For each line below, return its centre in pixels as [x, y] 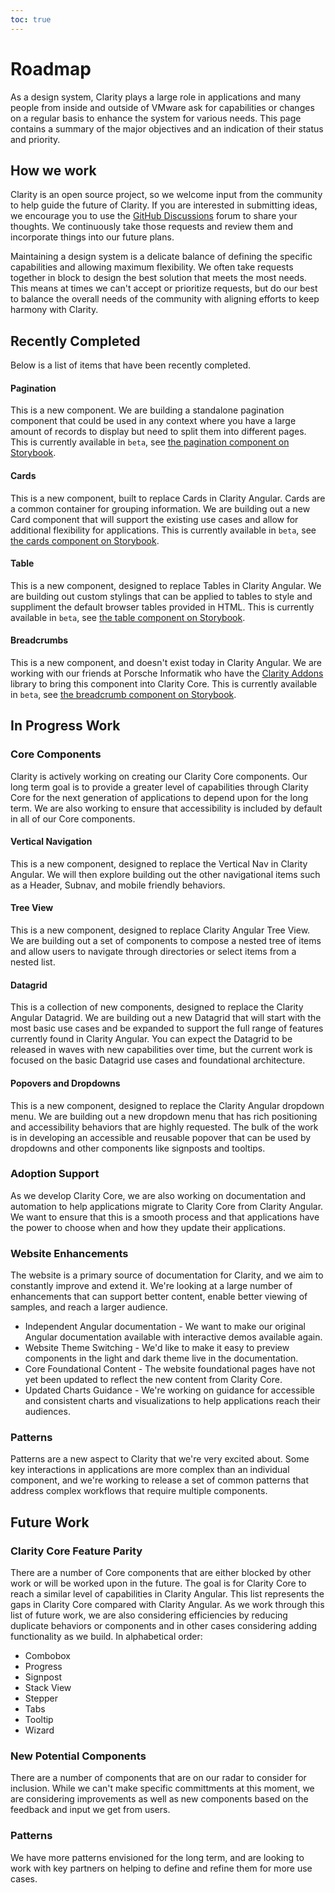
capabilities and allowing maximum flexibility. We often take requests [152, 267]
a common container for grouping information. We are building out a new [160, 508]
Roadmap [51, 68]
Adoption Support [55, 1174]
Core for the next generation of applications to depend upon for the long [159, 797]
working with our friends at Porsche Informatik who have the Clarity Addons [167, 673]
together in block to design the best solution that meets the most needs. [158, 278]
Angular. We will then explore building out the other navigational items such [165, 874]
